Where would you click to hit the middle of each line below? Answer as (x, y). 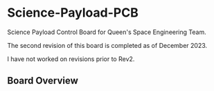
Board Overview (43, 81)
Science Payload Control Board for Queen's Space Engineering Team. (107, 32)
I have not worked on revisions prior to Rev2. (71, 59)
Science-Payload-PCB (73, 13)
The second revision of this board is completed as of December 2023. (107, 45)
